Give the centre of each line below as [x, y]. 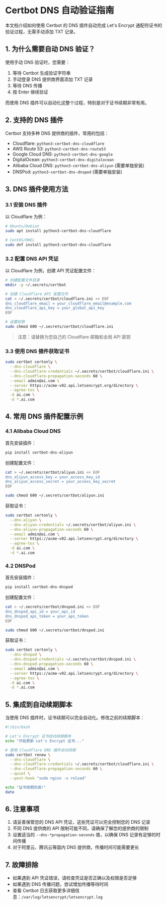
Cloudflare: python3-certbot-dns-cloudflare [58, 143]
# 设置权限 [15, 322]
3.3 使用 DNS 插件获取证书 [37, 351]
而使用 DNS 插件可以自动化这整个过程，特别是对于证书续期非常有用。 [77, 103]
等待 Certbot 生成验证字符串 [41, 73]
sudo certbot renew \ [28, 755]
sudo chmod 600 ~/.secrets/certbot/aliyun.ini [55, 495]
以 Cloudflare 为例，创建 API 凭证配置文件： [51, 271]
